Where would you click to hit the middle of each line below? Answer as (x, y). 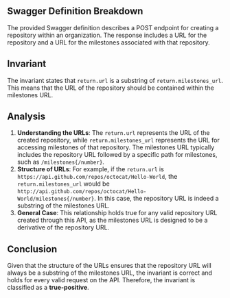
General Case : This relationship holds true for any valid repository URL (117, 213)
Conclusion (32, 249)
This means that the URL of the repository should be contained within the (111, 88)
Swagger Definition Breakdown (75, 11)
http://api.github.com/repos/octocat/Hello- (82, 192)
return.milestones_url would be (63, 184)
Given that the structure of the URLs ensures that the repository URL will (109, 266)
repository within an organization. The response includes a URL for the (107, 35)
